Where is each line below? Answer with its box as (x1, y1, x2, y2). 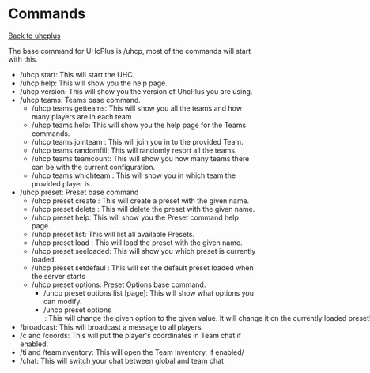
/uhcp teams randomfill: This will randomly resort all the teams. (31, 145, 237, 155)
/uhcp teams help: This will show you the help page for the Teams (31, 120, 247, 130)
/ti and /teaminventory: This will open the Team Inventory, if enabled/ (19, 347, 245, 356)
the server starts (31, 271, 85, 281)
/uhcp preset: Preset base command (19, 187, 139, 197)
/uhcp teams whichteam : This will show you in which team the (31, 171, 236, 180)
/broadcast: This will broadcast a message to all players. (19, 322, 204, 332)
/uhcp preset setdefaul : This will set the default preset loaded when (31, 262, 255, 273)
